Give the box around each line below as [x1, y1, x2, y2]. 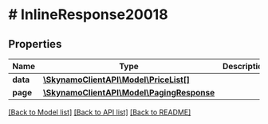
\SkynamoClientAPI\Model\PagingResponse [42, 87, 215, 98]
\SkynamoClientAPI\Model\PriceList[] [42, 74, 190, 85]
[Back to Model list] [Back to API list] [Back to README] [8, 107, 191, 117]
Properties [8, 37, 62, 51]
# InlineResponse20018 [8, 6, 169, 24]
